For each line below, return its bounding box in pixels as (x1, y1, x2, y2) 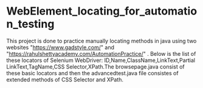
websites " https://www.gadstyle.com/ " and (6, 44, 114, 51)
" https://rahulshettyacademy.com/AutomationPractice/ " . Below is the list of (6, 50, 196, 57)
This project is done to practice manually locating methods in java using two (6, 37, 197, 44)
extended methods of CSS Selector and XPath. (6, 76, 123, 83)
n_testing (6, 17, 55, 31)
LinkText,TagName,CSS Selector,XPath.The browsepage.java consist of (6, 63, 185, 70)
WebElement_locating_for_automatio (6, 4, 198, 18)
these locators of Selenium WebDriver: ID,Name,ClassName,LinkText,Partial (6, 56, 196, 64)
